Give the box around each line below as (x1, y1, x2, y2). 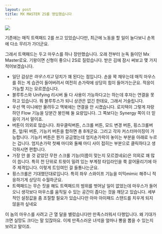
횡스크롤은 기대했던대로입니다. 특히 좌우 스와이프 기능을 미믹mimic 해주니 (12, 170, 151, 176)
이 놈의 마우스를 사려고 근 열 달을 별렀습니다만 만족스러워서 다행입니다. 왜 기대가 (5, 211, 157, 217)
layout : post (5, 7, 32, 12)
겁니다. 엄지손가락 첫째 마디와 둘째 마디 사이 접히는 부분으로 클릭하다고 (17, 140, 151, 146)
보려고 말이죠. (5, 223, 32, 229)
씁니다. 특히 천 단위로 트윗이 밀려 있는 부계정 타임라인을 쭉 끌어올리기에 (17, 158, 152, 164)
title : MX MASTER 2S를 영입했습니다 (5, 12, 72, 17)
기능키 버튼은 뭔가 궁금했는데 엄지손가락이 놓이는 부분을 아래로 (30, 134, 148, 140)
